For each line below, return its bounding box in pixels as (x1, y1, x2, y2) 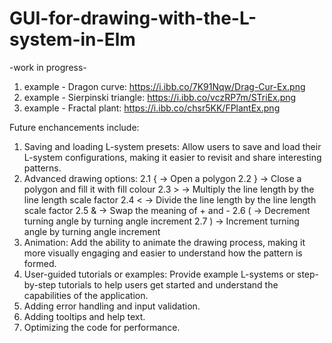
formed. (23, 257, 57, 269)
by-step (23, 278, 57, 291)
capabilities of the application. (23, 289, 149, 301)
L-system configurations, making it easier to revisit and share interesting (23, 151, 322, 163)
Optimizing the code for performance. (23, 321, 181, 333)
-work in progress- (9, 61, 87, 73)
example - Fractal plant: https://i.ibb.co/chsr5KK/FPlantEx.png (23, 102, 281, 114)
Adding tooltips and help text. (23, 310, 146, 322)
